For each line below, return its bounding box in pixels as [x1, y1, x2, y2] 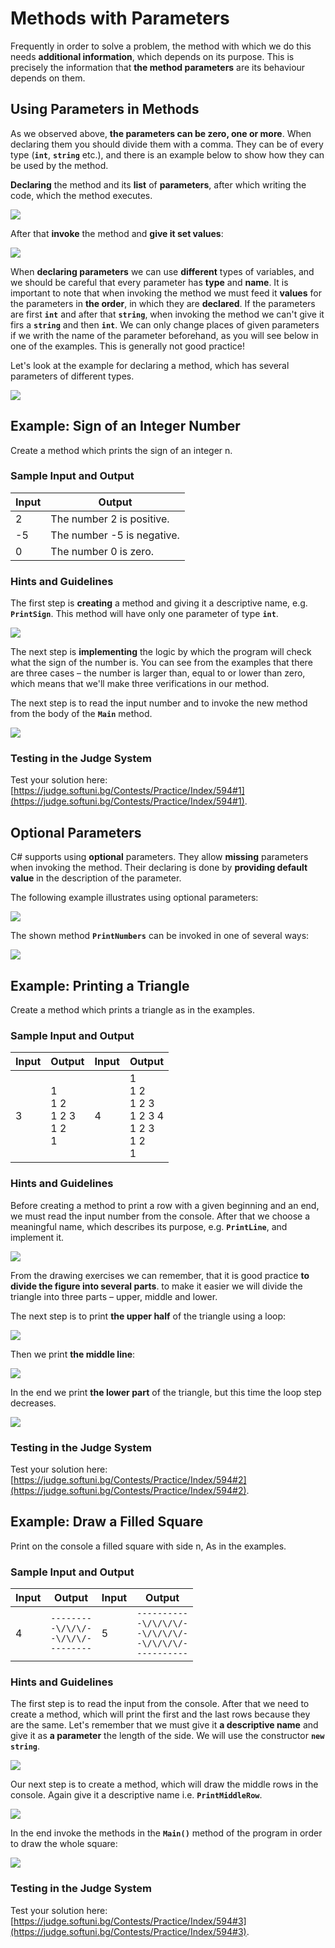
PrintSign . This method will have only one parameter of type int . [10, 608, 279, 620]
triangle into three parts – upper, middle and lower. [10, 1290, 218, 1302]
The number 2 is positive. [50, 512, 170, 526]
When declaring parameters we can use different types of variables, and [10, 265, 315, 277]
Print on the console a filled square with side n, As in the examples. [10, 1540, 287, 1552]
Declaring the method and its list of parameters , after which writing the [10, 178, 307, 191]
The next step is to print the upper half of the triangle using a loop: [10, 1310, 287, 1322]
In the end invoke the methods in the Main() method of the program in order [10, 1827, 323, 1839]
